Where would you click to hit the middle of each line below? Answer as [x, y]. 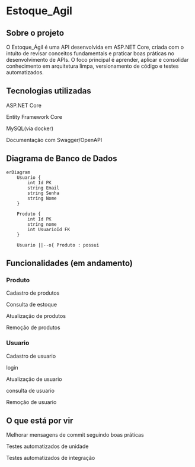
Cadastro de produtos [33, 293]
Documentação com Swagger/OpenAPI [54, 140]
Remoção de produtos [33, 327]
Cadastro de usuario [31, 356]
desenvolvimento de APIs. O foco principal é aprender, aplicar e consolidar [97, 60]
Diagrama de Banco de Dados [62, 159]
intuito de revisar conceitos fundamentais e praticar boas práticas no [90, 53]
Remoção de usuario [31, 402]
